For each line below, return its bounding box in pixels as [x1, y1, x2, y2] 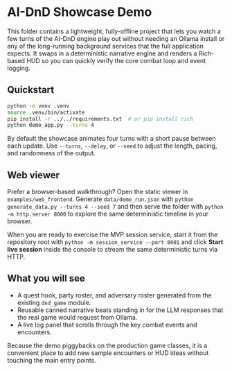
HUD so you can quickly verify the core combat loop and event [26, 56, 206, 64]
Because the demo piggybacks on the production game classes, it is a [7, 341, 208, 350]
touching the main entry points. [7, 356, 97, 364]
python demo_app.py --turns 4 [7, 122, 95, 129]
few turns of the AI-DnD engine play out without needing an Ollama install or [7, 34, 225, 42]
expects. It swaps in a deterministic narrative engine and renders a [7, 49, 197, 58]
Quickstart [7, 84, 55, 96]
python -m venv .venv [7, 102, 70, 110]
